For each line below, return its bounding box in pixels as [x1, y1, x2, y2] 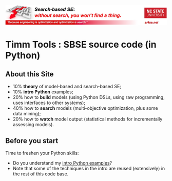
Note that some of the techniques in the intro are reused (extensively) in [12, 166, 165, 172]
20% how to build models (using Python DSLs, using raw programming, [12, 94, 165, 100]
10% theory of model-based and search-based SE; [12, 84, 122, 90]
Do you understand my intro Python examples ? [12, 160, 112, 166]
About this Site [5, 70, 54, 78]
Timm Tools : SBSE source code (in [5, 38, 157, 50]
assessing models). [12, 122, 54, 128]
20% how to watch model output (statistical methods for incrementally [12, 116, 163, 122]
